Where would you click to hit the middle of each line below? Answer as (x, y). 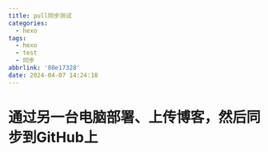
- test (26, 53)
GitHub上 (67, 137)
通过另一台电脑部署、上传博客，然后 (128, 117)
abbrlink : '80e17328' (44, 68)
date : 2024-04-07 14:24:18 (53, 75)
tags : (17, 38)
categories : (28, 23)
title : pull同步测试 (40, 16)
